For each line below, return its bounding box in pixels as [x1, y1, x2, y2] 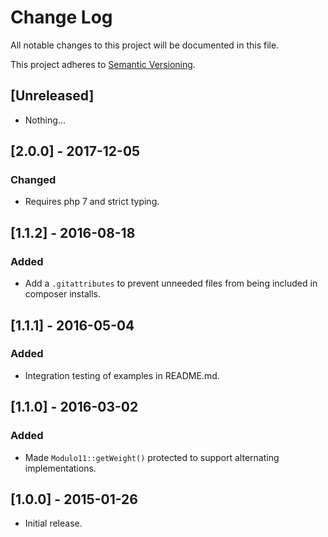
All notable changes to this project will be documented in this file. [10, 39, 280, 51]
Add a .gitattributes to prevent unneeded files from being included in [24, 277, 318, 290]
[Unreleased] [10, 87, 95, 105]
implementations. [24, 462, 97, 474]
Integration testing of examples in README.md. [24, 369, 220, 381]
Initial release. [24, 517, 83, 530]
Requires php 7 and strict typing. [24, 196, 160, 208]
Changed [10, 173, 57, 187]
